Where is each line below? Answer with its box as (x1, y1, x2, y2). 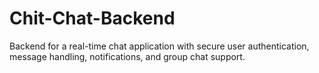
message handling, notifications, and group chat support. (9, 50, 246, 62)
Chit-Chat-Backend (9, 7, 176, 30)
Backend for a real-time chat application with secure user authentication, (9, 40, 310, 52)
